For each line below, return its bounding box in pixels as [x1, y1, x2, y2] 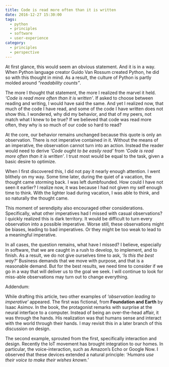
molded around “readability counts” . [5, 79, 82, 86]
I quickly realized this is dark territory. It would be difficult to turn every [5, 215, 153, 221]
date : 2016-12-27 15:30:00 [5, 12, 62, 17]
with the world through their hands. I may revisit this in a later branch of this [5, 320, 162, 326]
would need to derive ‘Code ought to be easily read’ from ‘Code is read [5, 148, 154, 154]
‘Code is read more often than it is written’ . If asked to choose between [5, 95, 153, 101]
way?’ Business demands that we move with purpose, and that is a [5, 257, 144, 263]
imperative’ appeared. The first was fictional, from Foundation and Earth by [5, 299, 163, 305]
